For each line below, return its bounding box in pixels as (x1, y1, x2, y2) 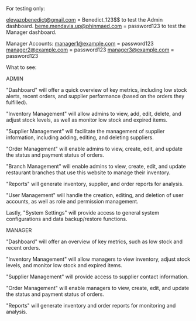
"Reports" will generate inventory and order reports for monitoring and (6, 302, 176, 309)
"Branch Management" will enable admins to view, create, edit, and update (6, 163, 186, 170)
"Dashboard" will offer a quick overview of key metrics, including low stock (6, 87, 187, 93)
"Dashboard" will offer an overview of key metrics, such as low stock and (6, 238, 183, 245)
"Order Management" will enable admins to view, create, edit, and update (6, 146, 183, 152)
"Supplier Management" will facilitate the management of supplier (6, 128, 165, 134)
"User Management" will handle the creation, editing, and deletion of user (6, 192, 184, 198)
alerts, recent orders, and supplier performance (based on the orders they (6, 93, 185, 99)
